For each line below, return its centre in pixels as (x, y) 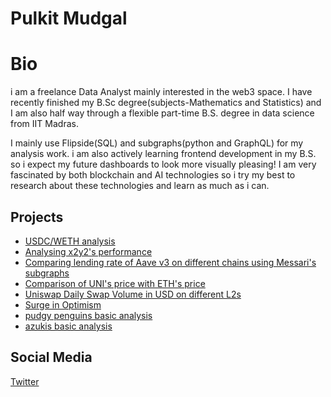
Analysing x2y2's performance (88, 251)
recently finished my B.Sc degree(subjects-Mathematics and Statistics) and (166, 103)
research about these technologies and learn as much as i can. (140, 186)
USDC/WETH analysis (70, 241)
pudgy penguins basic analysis (88, 315)
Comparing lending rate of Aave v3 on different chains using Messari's (170, 262)
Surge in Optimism (63, 304)
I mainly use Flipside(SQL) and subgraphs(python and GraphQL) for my (157, 143)
